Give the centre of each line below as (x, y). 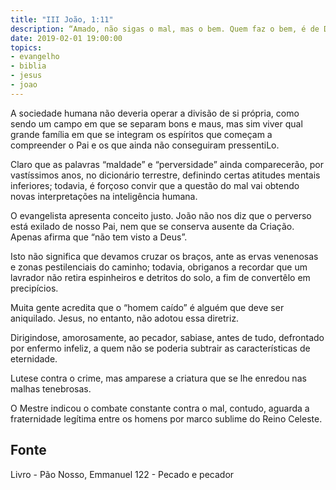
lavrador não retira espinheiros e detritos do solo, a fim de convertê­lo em (160, 277)
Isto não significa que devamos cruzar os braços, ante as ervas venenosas (164, 256)
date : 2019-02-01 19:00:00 (66, 38)
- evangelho (35, 57)
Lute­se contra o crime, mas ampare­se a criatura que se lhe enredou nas (158, 378)
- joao (24, 85)
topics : (26, 47)
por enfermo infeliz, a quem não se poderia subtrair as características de (160, 348)
